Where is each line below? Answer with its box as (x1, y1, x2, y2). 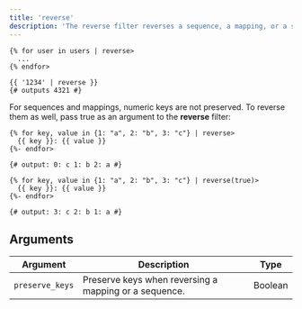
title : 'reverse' (9, 13, 75, 23)
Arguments (9, 232, 75, 247)
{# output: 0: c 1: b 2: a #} (9, 159, 123, 169)
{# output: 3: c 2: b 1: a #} (9, 207, 123, 216)
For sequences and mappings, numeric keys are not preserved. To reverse (9, 101, 286, 113)
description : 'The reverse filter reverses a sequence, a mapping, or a (9, 22, 288, 31)
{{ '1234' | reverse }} (9, 77, 99, 86)
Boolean (253, 279, 289, 292)
